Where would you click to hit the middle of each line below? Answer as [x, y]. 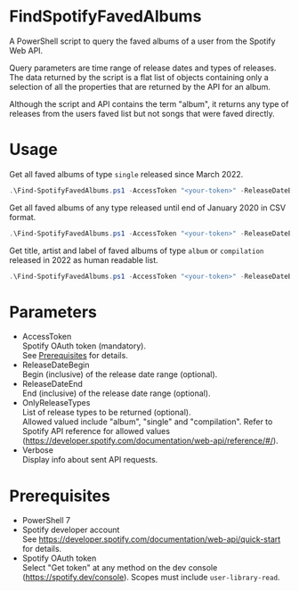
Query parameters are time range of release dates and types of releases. [143, 68]
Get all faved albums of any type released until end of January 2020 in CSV [148, 208]
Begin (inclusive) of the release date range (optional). [120, 374]
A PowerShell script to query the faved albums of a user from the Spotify [142, 41]
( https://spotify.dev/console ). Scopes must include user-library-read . [151, 578]
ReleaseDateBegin [56, 365]
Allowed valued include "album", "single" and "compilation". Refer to [147, 422]
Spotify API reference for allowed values [96, 431]
